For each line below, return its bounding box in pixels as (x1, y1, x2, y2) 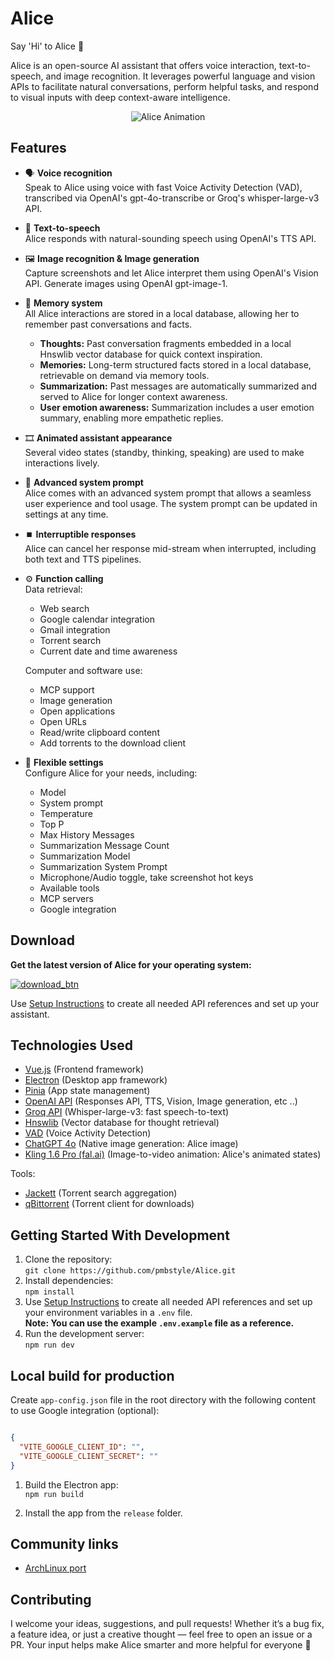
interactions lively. (24, 457, 100, 469)
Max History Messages (39, 828, 135, 841)
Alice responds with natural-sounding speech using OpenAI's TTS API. (24, 232, 317, 244)
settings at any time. (24, 508, 109, 520)
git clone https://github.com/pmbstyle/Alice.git (24, 1266, 237, 1276)
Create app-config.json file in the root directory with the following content (10, 1394, 317, 1406)
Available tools (39, 882, 100, 894)
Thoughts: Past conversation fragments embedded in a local (39, 337, 292, 349)
